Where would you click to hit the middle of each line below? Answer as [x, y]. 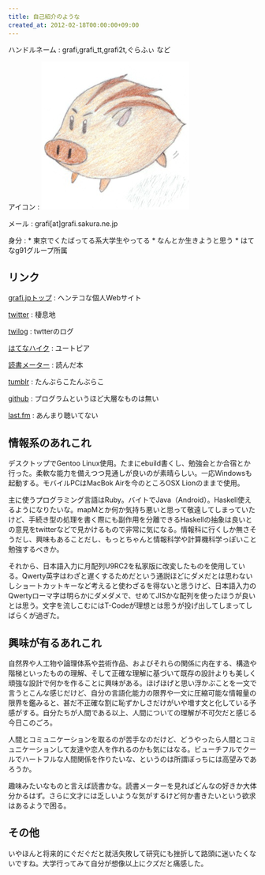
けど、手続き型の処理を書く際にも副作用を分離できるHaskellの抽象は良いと [130, 520]
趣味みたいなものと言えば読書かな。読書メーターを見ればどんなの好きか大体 [132, 786]
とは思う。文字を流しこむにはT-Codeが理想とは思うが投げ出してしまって [127, 605]
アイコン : [24, 206]
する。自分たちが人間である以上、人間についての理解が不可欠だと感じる [139, 712]
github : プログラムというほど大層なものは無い [84, 398]
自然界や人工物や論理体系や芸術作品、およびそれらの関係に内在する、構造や [132, 663]
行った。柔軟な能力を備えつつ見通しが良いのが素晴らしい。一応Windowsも [130, 473]
